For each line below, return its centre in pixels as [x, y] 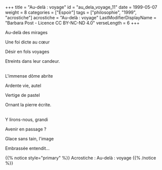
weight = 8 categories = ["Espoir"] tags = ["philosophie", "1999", [71, 12]
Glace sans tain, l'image [29, 139]
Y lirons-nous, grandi [27, 120]
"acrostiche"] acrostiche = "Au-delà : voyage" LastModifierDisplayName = [81, 18]
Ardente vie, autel [23, 85]
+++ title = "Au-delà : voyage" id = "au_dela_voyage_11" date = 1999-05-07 [81, 7]
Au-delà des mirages [27, 32]
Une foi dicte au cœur [27, 42]
